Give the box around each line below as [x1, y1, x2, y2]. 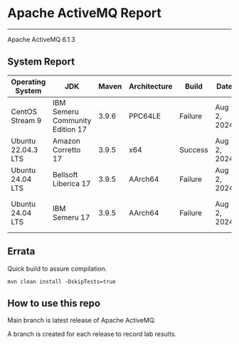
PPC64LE [129, 111, 161, 121]
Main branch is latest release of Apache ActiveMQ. [7, 316, 156, 325]
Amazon [52, 136, 80, 146]
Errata [7, 245, 36, 257]
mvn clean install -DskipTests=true [7, 278, 116, 285]
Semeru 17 [52, 212, 90, 222]
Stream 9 [11, 115, 42, 125]
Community [52, 115, 92, 125]
